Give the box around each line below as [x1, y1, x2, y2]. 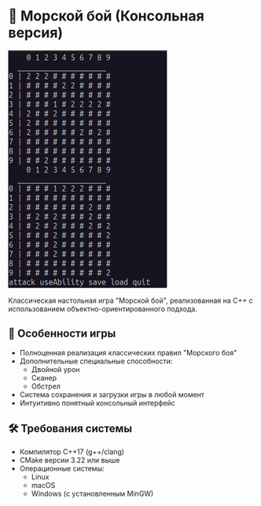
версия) [8, 24, 64, 42]
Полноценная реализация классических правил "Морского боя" [19, 348, 237, 357]
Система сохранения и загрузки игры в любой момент [19, 389, 205, 399]
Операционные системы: [19, 463, 105, 473]
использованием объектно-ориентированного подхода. [8, 303, 198, 314]
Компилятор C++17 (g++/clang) [19, 447, 124, 456]
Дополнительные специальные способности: [19, 356, 173, 366]
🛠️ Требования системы [8, 422, 132, 436]
